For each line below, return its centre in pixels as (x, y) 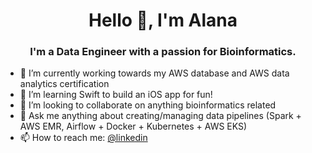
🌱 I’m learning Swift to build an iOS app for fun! (116, 95)
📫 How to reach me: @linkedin (83, 138)
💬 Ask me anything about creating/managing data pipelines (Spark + (160, 116)
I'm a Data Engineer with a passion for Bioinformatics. (163, 52)
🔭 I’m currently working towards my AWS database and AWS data (154, 73)
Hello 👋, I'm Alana (163, 20)
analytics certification (64, 84)
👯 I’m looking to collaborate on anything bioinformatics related (148, 105)
